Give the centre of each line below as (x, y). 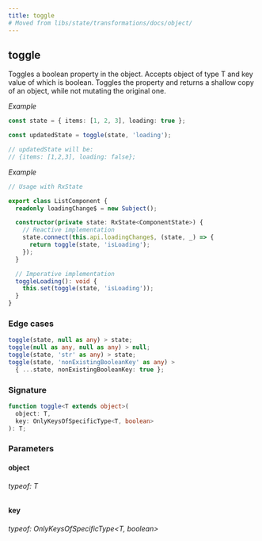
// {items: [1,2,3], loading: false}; (72, 157)
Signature (28, 389)
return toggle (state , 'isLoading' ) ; (89, 245)
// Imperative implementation (65, 274)
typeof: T (23, 485)
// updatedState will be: (51, 150)
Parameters (31, 449)
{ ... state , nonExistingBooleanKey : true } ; (90, 370)
